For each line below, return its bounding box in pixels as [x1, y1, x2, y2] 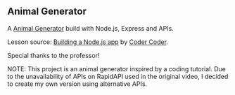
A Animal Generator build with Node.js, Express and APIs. [7, 24, 174, 32]
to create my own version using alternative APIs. [7, 80, 148, 88]
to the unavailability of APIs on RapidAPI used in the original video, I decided [7, 72, 229, 80]
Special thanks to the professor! [7, 51, 100, 59]
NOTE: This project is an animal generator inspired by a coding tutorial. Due [7, 64, 227, 73]
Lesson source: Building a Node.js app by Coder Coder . [7, 38, 169, 46]
